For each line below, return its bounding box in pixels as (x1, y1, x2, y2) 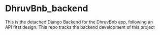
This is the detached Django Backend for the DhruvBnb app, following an (5, 19, 153, 25)
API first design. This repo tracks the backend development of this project (5, 24, 155, 30)
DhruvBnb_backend (5, 3, 89, 14)
